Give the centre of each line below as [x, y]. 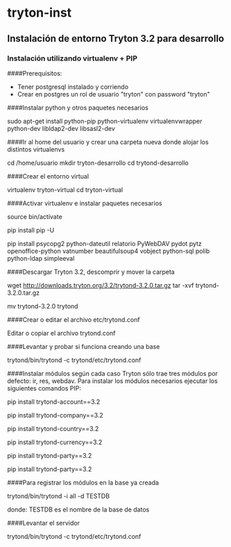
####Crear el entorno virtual [48, 176]
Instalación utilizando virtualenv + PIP [72, 58]
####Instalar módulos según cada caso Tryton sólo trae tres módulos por [113, 373]
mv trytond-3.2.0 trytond [43, 306]
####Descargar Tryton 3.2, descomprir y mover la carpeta [91, 272]
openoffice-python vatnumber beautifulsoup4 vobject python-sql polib [109, 251]
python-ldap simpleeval [41, 258]
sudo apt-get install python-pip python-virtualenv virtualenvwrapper [105, 121]
